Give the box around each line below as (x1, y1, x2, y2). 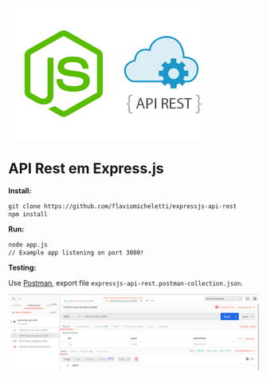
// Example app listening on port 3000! (8, 248, 145, 257)
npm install (8, 210, 48, 218)
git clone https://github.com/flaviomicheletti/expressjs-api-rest (8, 202, 238, 210)
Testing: (8, 263, 37, 272)
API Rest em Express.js (8, 160, 164, 178)
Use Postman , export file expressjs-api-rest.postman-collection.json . (8, 278, 243, 287)
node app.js (8, 240, 48, 249)
